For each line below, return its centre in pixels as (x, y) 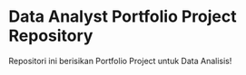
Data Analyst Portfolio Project (123, 17)
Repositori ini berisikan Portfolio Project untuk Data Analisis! (120, 61)
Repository (51, 36)
